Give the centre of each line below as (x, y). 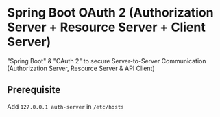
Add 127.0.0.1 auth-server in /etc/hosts (66, 106)
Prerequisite (34, 90)
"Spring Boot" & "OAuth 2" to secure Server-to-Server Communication (107, 61)
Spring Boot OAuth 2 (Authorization (110, 13)
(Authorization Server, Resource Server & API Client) (81, 68)
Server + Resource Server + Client (106, 27)
